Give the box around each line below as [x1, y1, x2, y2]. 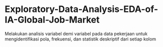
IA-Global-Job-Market [5, 14, 100, 25]
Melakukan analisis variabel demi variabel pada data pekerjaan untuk [5, 30, 148, 36]
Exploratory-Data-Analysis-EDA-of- [5, 3, 158, 15]
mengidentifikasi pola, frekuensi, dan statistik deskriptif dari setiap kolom [5, 36, 156, 42]
